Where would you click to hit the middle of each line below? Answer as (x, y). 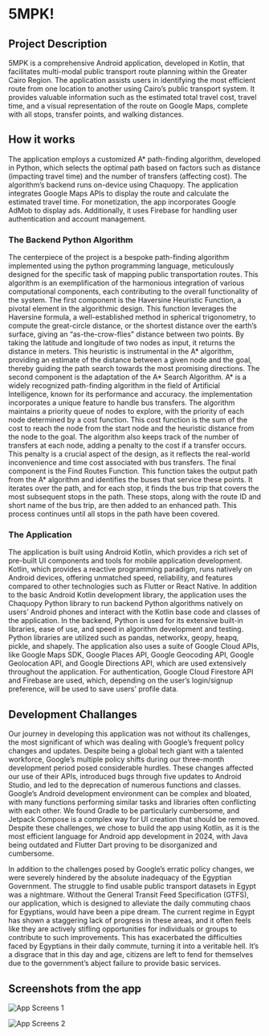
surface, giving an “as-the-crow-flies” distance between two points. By (126, 334)
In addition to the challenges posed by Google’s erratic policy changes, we (132, 869)
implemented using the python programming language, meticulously (121, 266)
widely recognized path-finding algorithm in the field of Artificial (114, 386)
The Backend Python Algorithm (71, 240)
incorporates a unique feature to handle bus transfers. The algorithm (122, 402)
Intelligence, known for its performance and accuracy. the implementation (130, 394)
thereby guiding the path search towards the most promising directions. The (134, 369)
